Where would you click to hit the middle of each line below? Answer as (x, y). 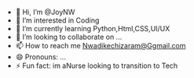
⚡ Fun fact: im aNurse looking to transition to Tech (97, 66)
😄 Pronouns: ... (41, 57)
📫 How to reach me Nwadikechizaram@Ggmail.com (101, 46)
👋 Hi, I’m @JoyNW (45, 12)
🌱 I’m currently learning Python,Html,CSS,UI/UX (93, 28)
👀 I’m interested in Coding (57, 20)
